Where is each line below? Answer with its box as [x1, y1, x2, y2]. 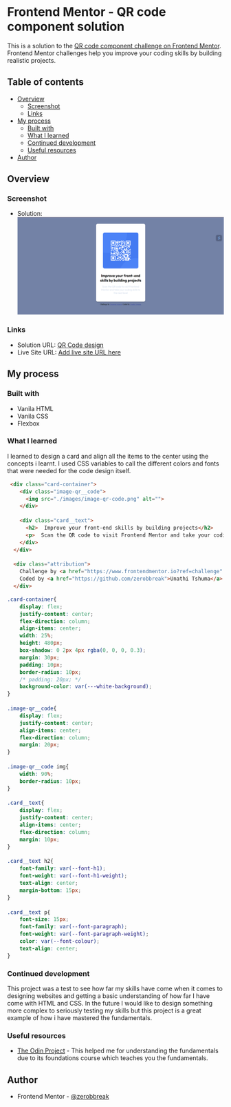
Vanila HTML [16, 404, 54, 412]
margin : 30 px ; [19, 654, 60, 661]
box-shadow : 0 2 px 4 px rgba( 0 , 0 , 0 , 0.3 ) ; [19, 647, 146, 654]
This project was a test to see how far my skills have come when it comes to [7, 984, 223, 993]
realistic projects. [7, 56, 56, 64]
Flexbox [16, 419, 40, 428]
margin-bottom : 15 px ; [19, 887, 81, 894]
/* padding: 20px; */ [19, 676, 81, 683]
